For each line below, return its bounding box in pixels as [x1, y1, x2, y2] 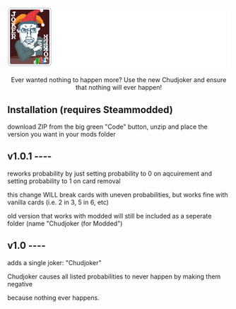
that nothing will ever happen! [75, 83, 163, 92]
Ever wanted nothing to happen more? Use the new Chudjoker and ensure [11, 76, 227, 84]
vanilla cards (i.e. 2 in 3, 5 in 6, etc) [7, 198, 110, 206]
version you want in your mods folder [7, 129, 116, 138]
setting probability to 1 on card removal [7, 177, 122, 185]
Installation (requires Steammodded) [7, 103, 173, 116]
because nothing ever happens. [7, 293, 100, 302]
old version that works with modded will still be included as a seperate [7, 211, 212, 220]
